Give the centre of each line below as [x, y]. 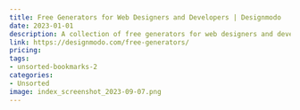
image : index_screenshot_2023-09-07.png [86, 91]
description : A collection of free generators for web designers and [142, 34]
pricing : [25, 51]
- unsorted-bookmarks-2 [54, 67]
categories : [31, 75]
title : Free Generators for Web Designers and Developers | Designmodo [145, 17]
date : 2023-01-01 [42, 26]
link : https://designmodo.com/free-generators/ [100, 42]
